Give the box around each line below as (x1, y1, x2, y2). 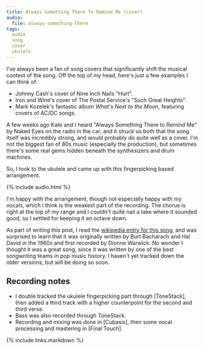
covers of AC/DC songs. (15, 109, 76, 116)
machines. (6, 153, 32, 161)
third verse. (15, 305, 44, 313)
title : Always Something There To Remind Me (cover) (6, 9, 143, 15)
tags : (6, 26, 20, 32)
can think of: (6, 78, 38, 85)
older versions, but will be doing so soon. (6, 258, 110, 266)
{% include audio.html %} (6, 183, 71, 190)
